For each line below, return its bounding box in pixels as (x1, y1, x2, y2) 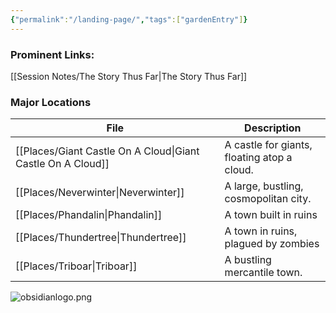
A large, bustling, (224, 179, 304, 193)
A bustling (224, 253, 272, 267)
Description (244, 121, 302, 135)
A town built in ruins (224, 208, 318, 222)
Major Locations (10, 95, 92, 109)
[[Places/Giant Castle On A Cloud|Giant (15, 144, 200, 158)
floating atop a (224, 151, 293, 165)
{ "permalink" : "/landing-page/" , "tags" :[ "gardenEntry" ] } (10, 14, 248, 25)
